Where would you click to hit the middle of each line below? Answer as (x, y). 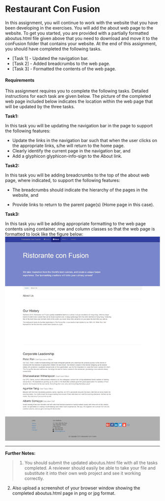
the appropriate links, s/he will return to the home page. (69, 146)
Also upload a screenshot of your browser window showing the (76, 488)
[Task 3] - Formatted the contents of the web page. (64, 69)
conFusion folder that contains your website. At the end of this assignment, (81, 43)
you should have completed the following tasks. (53, 49)
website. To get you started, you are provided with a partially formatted (77, 33)
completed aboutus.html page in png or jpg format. (64, 493)
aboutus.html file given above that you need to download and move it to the (82, 38)
